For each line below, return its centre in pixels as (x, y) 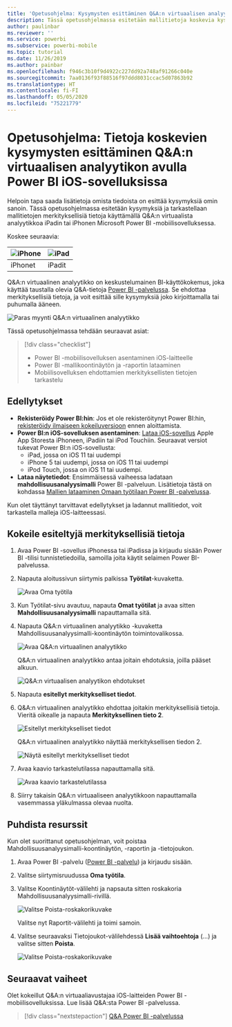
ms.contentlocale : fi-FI (43, 91)
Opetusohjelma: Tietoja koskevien (107, 138)
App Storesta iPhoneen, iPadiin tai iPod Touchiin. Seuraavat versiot (112, 440)
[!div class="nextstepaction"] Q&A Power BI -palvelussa (104, 1016)
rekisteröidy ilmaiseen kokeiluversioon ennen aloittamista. (99, 425)
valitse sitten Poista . (46, 943)
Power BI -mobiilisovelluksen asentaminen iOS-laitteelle (114, 357)
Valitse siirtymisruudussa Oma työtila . (71, 876)
